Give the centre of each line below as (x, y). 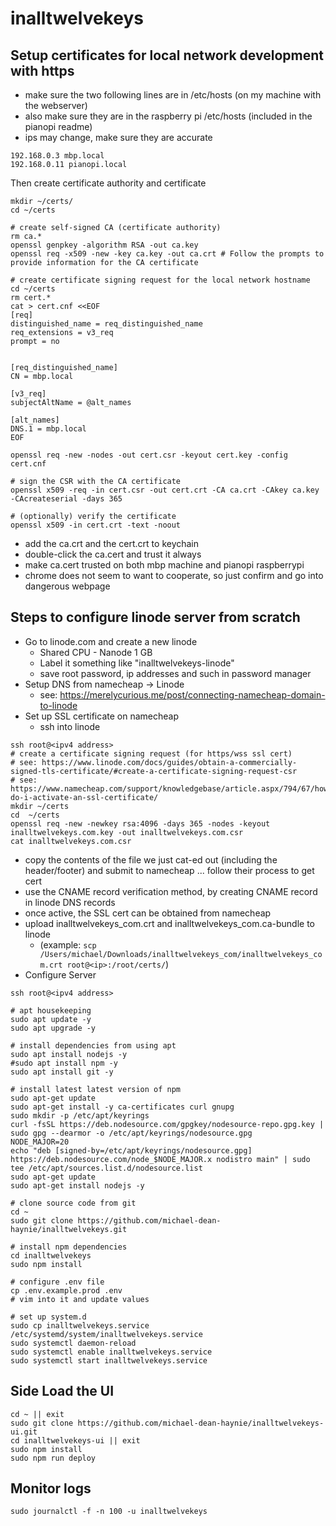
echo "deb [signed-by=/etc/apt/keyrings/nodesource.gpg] (131, 1150)
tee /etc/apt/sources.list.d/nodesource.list (106, 1168)
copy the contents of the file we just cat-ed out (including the (151, 859)
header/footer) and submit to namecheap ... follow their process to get (169, 870)
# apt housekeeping (51, 1010)
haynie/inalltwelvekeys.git (69, 1229)
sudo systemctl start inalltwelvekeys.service (109, 1360)
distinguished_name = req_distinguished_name (106, 324)
